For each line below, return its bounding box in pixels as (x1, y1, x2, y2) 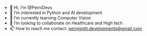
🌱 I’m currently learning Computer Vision (9, 15, 91, 20)
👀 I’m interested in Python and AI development (9, 10, 103, 16)
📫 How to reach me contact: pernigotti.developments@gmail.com (9, 26, 142, 31)
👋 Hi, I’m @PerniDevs (9, 5, 52, 10)
